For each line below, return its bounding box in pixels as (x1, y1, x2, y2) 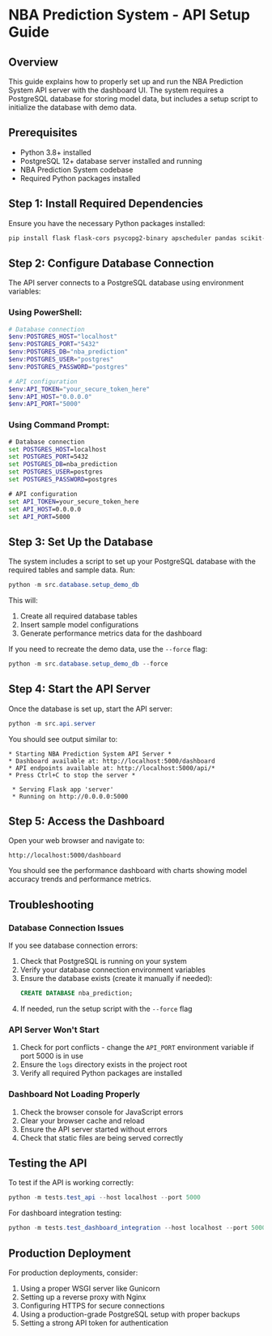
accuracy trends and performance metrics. (8, 874, 151, 884)
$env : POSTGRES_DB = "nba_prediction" (8, 348, 129, 356)
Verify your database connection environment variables (19, 965, 206, 974)
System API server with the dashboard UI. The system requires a (8, 85, 224, 95)
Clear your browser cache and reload (19, 1115, 145, 1125)
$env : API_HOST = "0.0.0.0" (8, 392, 92, 400)
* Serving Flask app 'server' (11, 785, 114, 794)
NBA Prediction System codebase (19, 165, 134, 174)
